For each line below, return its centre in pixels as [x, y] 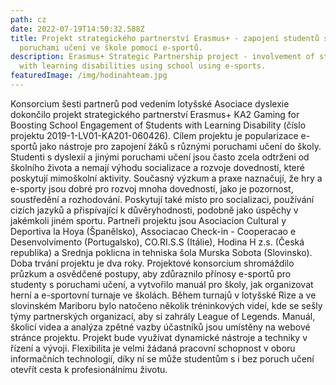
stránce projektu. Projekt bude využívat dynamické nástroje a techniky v [159, 337]
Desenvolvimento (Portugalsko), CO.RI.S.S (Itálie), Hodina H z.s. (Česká [157, 242]
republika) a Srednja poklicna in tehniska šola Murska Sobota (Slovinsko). [161, 252]
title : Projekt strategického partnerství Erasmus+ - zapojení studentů [165, 38]
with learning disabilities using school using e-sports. [143, 66]
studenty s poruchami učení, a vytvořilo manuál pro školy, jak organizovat [162, 284]
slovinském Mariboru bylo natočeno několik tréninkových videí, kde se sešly [166, 305]
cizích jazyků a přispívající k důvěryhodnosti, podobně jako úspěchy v [154, 210]
